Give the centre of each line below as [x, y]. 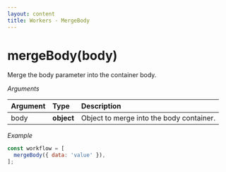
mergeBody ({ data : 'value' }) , [60, 155]
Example [20, 136]
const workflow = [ [36, 149]
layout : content [31, 14]
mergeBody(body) [63, 56]
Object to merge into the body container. [148, 118]
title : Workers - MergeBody [49, 21]
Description [101, 106]
